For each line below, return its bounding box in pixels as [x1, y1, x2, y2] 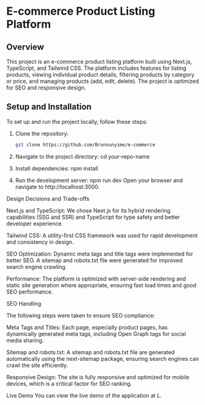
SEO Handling [6, 300, 42, 307]
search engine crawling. [6, 263, 67, 270]
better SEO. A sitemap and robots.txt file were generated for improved [6, 256, 183, 264]
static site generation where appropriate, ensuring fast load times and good [6, 281, 197, 289]
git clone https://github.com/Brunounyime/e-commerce [15, 142, 155, 148]
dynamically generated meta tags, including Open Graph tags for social [6, 330, 187, 338]
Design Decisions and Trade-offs [6, 195, 90, 202]
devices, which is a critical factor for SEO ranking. [6, 380, 132, 387]
